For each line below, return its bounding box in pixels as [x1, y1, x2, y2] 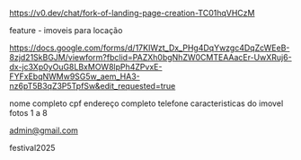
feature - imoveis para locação [9, 25, 123, 35]
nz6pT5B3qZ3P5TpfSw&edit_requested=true [9, 81, 176, 91]
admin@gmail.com [9, 125, 79, 136]
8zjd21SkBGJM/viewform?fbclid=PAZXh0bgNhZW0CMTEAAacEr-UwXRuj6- [9, 52, 292, 62]
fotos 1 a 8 [9, 108, 48, 118]
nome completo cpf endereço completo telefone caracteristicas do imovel [9, 98, 284, 109]
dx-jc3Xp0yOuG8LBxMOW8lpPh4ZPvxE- [9, 62, 163, 72]
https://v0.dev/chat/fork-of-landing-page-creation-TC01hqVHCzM [9, 8, 255, 18]
